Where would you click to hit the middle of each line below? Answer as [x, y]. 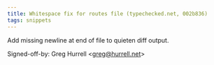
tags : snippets [29, 20]
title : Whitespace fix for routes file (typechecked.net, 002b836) [108, 14]
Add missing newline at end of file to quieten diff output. [88, 40]
